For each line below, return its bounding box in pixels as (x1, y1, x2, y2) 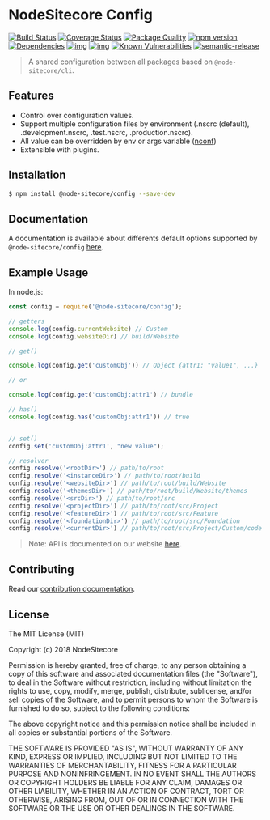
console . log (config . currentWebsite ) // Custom (8, 325, 168, 333)
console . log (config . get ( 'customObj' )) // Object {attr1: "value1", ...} (8, 362, 259, 370)
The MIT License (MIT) (8, 629, 85, 639)
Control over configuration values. (19, 110, 134, 120)
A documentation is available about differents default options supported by (8, 233, 258, 244)
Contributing (8, 563, 74, 576)
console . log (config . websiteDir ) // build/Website (8, 332, 179, 341)
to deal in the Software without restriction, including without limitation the (8, 678, 252, 687)
